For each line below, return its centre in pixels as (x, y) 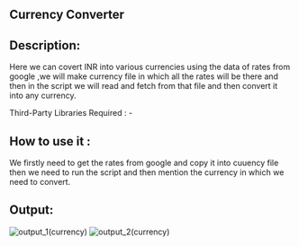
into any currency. (43, 96)
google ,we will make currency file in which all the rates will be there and (144, 76)
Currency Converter (67, 15)
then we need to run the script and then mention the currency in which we (147, 172)
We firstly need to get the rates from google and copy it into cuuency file (144, 163)
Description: (45, 45)
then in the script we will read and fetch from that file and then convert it (144, 86)
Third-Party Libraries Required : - (71, 113)
